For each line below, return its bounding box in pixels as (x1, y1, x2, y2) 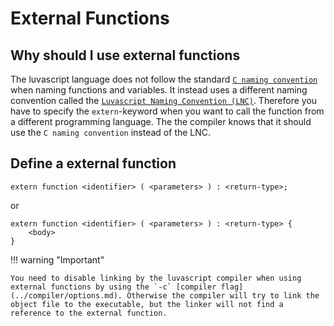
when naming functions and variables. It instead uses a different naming (10, 84, 308, 96)
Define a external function (10, 155, 177, 172)
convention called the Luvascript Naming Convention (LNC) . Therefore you (10, 95, 318, 106)
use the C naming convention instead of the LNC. (10, 127, 212, 138)
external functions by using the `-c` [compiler (10, 282, 217, 292)
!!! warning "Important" (10, 253, 105, 266)
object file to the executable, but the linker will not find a (10, 299, 284, 309)
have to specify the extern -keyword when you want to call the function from (10, 105, 325, 117)
